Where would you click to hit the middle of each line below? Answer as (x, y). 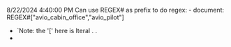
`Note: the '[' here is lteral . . (57, 31)
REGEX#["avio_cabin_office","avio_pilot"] (66, 17)
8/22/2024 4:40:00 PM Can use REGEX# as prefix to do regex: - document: (115, 10)
